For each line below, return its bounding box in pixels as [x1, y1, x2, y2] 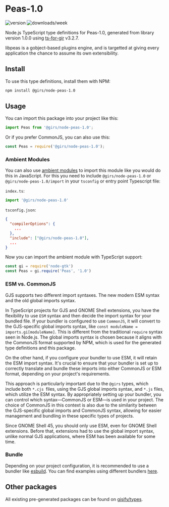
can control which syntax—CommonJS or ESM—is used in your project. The [5, 396, 164, 402]
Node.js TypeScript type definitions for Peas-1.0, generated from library [5, 29, 154, 35]
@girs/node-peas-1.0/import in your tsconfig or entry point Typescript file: [5, 178, 160, 185]
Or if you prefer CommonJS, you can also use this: [5, 134, 110, 141]
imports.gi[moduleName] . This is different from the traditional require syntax [5, 329, 163, 335]
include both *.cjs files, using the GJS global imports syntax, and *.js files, [5, 386, 164, 392]
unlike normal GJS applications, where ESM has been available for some [5, 433, 155, 439]
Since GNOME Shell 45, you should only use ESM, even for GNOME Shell [5, 423, 157, 429]
